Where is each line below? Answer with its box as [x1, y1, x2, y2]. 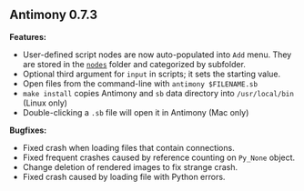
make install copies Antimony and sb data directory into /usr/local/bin [22, 87, 294, 98]
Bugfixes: [9, 125, 47, 136]
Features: [9, 31, 47, 42]
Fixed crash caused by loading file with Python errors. [22, 171, 226, 182]
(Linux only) [22, 97, 68, 108]
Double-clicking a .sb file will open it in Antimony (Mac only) [22, 106, 249, 117]
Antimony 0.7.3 [9, 7, 98, 23]
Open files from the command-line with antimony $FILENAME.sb [22, 77, 258, 89]
